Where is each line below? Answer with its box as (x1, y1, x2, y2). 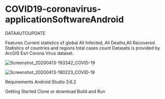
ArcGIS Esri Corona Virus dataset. (5, 50, 74, 56)
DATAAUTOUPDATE (5, 30, 45, 36)
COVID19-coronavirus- (5, 3, 101, 15)
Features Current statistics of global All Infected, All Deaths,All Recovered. (5, 39, 157, 45)
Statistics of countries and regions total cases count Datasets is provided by (5, 45, 161, 51)
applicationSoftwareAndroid (5, 14, 124, 25)
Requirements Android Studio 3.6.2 (5, 79, 77, 85)
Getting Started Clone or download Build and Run (5, 88, 105, 94)
